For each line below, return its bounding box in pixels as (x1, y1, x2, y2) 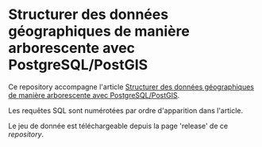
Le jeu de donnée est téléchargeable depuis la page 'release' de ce (8, 121, 229, 130)
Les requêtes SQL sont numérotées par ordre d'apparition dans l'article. (8, 105, 244, 115)
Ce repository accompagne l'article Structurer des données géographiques (8, 81, 254, 92)
